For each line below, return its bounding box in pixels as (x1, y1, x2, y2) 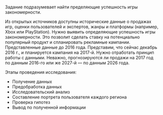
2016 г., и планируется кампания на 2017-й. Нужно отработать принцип (5, 49, 154, 55)
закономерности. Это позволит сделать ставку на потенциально (5, 34, 140, 40)
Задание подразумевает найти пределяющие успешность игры (5, 4, 138, 10)
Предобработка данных (12, 84, 62, 89)
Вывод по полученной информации (12, 104, 86, 110)
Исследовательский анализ (12, 89, 70, 95)
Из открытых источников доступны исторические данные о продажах (5, 19, 152, 24)
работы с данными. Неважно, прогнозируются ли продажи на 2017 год (5, 55, 154, 60)
